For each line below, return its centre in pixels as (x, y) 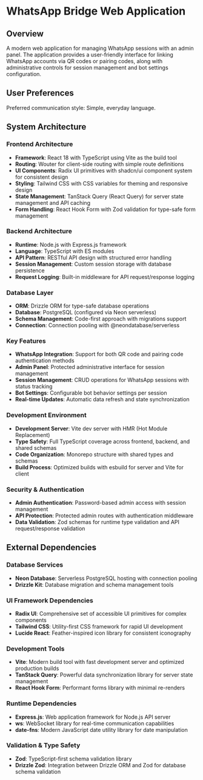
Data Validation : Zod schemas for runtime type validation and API (97, 522)
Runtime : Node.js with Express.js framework (71, 244)
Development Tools (35, 649)
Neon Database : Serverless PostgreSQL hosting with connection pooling (106, 578)
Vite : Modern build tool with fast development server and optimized (100, 662)
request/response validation (50, 528)
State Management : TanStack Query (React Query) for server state (99, 196)
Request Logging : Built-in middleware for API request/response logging (105, 277)
